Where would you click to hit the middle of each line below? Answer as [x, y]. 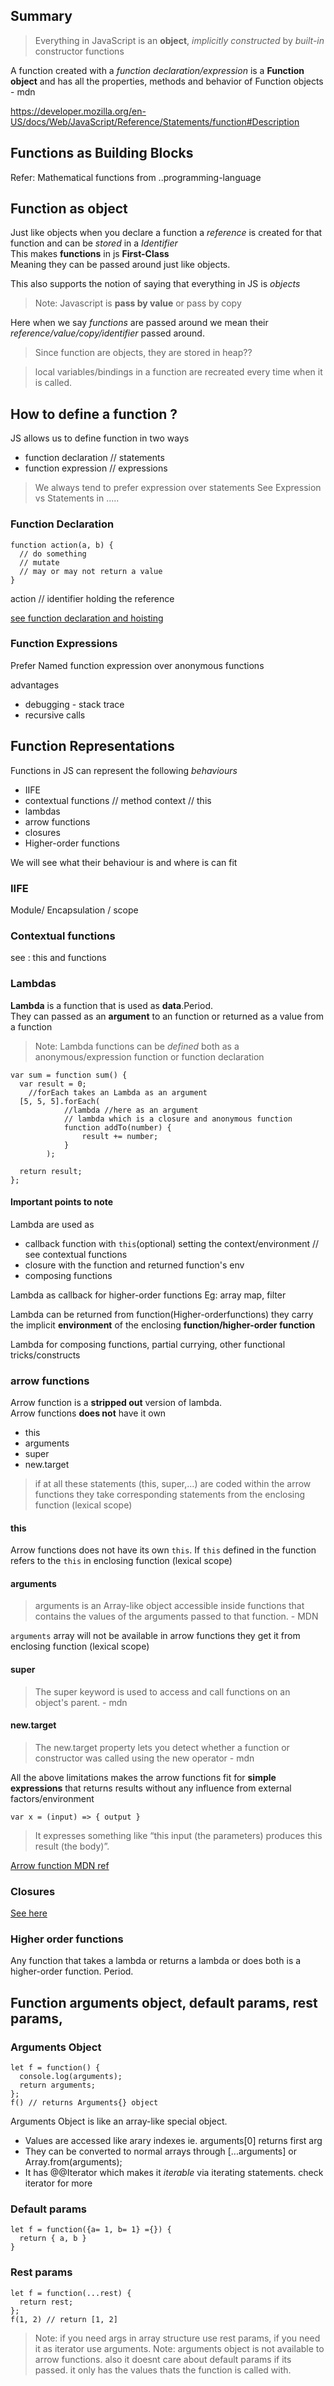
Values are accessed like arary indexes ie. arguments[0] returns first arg [173, 2141]
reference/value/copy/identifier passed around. [107, 333]
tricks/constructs [45, 1355]
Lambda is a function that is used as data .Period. [111, 1005]
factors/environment [52, 1798]
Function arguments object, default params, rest [164, 2002]
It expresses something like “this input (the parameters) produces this [178, 1835]
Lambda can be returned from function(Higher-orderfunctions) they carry [162, 1314]
